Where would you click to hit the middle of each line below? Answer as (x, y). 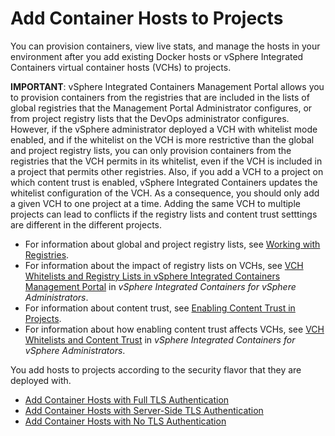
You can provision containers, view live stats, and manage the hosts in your (165, 46)
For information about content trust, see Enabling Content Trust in (160, 308)
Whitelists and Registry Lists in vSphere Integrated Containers (152, 276)
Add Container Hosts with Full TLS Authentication (127, 399)
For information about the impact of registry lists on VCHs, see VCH (164, 265)
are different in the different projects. (86, 224)
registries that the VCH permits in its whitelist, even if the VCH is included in (166, 161)
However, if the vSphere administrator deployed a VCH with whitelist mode (164, 129)
